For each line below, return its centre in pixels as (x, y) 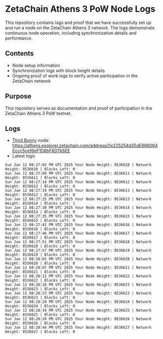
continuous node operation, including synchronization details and (71, 33)
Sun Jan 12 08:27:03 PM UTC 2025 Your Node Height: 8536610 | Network (78, 165)
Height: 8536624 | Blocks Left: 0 (40, 306)
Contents (20, 54)
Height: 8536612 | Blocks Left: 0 (40, 186)
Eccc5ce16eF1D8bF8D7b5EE (41, 151)
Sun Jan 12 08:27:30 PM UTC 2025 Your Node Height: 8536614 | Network (78, 208)
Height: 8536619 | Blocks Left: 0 (40, 255)
